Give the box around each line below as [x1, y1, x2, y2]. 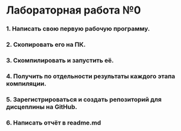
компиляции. [6, 79, 47, 87]
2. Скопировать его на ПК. [6, 41, 86, 49]
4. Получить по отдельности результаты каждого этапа [6, 72, 176, 80]
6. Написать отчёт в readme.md [6, 119, 101, 127]
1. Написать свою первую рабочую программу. [6, 25, 150, 33]
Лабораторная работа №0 [6, 4, 141, 17]
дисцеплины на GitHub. [6, 103, 78, 111]
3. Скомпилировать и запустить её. [6, 56, 114, 64]
